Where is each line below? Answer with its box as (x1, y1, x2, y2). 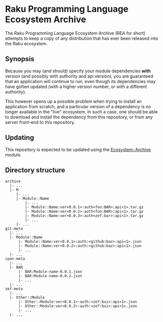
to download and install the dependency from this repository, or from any (5, 114, 153, 120)
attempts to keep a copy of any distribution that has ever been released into (5, 35, 159, 41)
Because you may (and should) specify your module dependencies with (5, 68, 151, 74)
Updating (5, 134, 34, 142)
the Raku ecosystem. (5, 40, 48, 46)
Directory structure (5, 166, 65, 174)
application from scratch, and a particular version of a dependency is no (5, 103, 151, 109)
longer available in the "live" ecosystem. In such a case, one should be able (5, 109, 158, 115)
